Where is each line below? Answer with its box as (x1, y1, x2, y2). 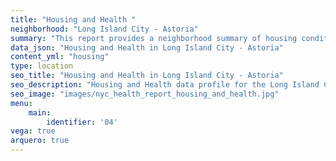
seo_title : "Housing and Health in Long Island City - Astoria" (10, 71, 284, 81)
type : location (10, 61, 74, 71)
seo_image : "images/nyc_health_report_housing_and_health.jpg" (10, 89, 280, 99)
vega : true (10, 126, 56, 136)
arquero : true (10, 136, 70, 146)
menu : (10, 98, 33, 108)
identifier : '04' (46, 117, 118, 127)
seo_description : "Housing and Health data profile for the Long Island (10, 80, 320, 90)
